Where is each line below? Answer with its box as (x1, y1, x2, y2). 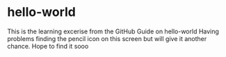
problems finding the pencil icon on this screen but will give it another (7, 34, 207, 42)
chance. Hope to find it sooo (7, 42, 89, 50)
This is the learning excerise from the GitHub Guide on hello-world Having (7, 27, 219, 35)
